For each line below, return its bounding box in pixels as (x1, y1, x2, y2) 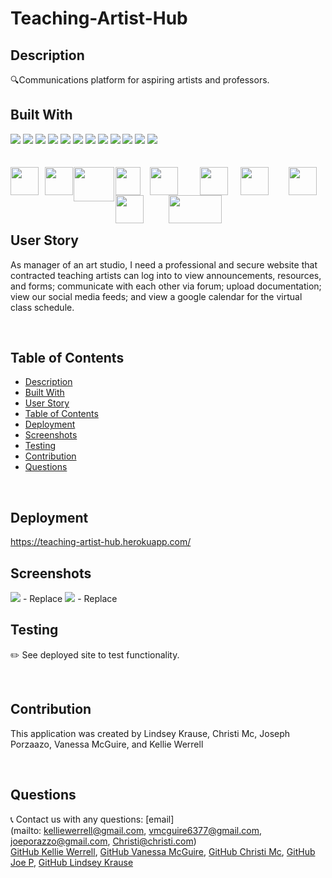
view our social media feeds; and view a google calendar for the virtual (10, 290, 303, 302)
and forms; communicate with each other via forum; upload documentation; (10, 280, 322, 292)
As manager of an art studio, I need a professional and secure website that (10, 258, 318, 271)
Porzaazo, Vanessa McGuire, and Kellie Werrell (10, 738, 204, 750)
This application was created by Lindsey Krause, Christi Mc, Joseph (10, 727, 291, 739)
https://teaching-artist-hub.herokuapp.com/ (10, 536, 192, 548)
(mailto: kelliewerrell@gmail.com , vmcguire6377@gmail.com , (10, 824, 262, 836)
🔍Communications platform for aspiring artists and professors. (10, 74, 270, 86)
